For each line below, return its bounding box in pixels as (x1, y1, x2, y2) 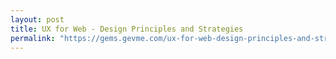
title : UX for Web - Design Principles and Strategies (10, 24, 244, 34)
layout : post (10, 14, 65, 25)
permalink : (10, 33, 56, 43)
